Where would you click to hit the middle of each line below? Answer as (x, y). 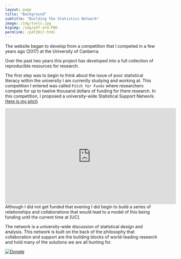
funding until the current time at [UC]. (43, 217)
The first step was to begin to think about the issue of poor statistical (74, 75)
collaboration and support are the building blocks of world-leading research (81, 237)
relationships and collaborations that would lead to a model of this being (78, 212)
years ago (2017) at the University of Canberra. (52, 51)
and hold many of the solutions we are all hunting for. (59, 242)
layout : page (18, 10)
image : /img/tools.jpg (28, 23)
